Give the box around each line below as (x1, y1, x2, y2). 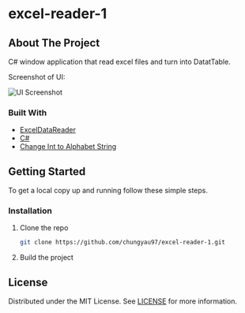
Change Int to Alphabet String (19, 142, 117, 151)
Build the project (19, 253, 73, 263)
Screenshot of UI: (8, 73, 66, 81)
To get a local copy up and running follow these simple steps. (8, 186, 208, 196)
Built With (8, 107, 47, 118)
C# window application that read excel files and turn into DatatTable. (8, 57, 231, 66)
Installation (8, 206, 53, 217)
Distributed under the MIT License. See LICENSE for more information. (8, 296, 238, 306)
